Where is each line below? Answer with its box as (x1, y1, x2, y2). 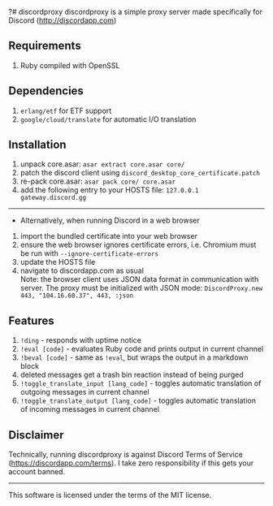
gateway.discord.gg (19, 194, 87, 202)
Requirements (8, 39, 81, 53)
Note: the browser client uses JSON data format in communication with (19, 275, 259, 284)
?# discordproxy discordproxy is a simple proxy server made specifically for (8, 7, 262, 16)
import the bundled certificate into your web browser (19, 231, 197, 241)
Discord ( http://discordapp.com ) (8, 15, 117, 25)
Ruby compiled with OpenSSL (19, 60, 120, 70)
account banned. (8, 467, 66, 477)
